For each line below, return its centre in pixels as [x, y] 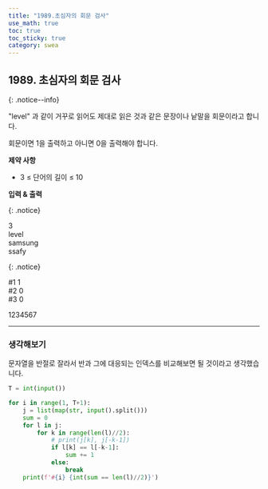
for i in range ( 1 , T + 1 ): [49, 403]
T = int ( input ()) [37, 389]
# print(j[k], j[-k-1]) [90, 440]
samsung [24, 242]
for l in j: [42, 425]
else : [60, 463]
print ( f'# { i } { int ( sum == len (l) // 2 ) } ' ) [91, 477]
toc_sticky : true [37, 38]
